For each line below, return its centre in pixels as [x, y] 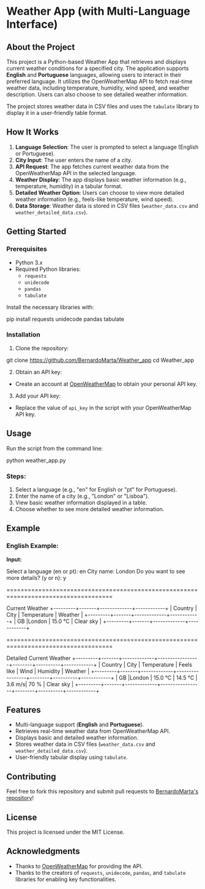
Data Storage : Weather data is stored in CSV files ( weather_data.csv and [107, 206]
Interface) [32, 24]
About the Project [41, 47]
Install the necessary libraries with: [50, 307]
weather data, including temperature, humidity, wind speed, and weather [98, 88]
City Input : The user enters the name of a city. [74, 160]
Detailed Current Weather [39, 658]
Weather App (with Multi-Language [99, 11]
